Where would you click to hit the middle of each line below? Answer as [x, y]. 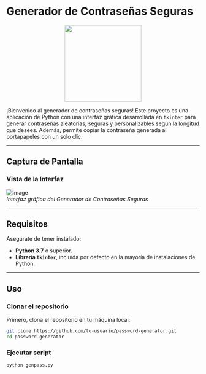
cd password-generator [35, 337]
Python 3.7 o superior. [44, 251]
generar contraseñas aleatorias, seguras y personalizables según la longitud [103, 123]
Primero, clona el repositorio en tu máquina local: [68, 320]
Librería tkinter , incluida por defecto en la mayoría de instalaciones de [105, 257]
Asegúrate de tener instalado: [44, 239]
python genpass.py [30, 365]
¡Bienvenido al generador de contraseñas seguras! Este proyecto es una [97, 110]
